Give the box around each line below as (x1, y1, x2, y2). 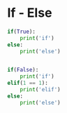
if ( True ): (7, 28, 36, 35)
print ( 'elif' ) (20, 86, 61, 93)
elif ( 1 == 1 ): (7, 79, 49, 87)
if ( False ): (7, 67, 39, 74)
